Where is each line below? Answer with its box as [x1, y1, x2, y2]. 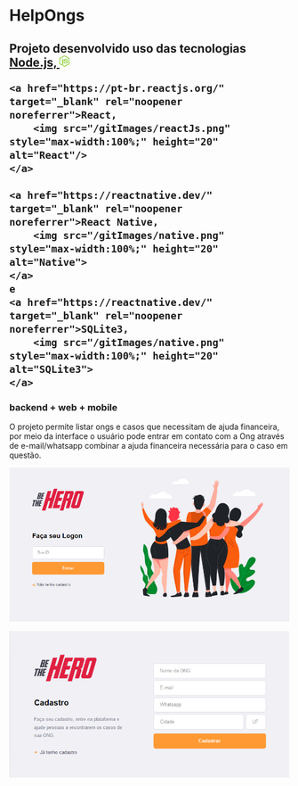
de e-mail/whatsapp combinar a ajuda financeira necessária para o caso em [9, 440, 288, 451]
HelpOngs [9, 5, 85, 26]
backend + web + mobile [9, 401, 118, 413]
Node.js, [9, 54, 58, 70]
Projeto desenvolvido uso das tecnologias [9, 41, 246, 56]
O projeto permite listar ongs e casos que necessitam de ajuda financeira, [9, 421, 280, 432]
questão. [9, 450, 42, 460]
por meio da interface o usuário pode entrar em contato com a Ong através [9, 430, 285, 442]
